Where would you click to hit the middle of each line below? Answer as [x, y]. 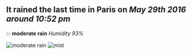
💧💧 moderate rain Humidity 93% [45, 33]
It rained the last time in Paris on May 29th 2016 [96, 10]
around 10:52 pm [38, 19]
